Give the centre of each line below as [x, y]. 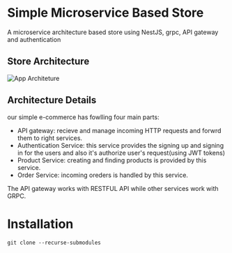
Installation [40, 224]
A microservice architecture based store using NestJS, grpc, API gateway [113, 32]
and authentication [34, 39]
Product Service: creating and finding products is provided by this [112, 160]
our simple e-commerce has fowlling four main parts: [83, 117]
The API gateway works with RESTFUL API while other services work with [113, 188]
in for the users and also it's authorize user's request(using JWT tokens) [121, 153]
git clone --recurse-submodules [54, 243]
